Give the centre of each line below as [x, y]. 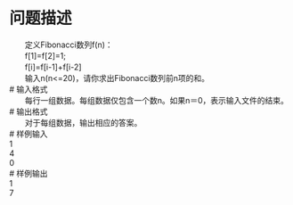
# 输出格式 [28, 111]
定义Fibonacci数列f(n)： [69, 45]
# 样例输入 [28, 134]
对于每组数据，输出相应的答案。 [83, 122]
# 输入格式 [28, 89]
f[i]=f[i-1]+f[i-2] [53, 67]
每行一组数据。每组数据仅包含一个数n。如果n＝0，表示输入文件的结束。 [157, 100]
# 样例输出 [28, 173]
